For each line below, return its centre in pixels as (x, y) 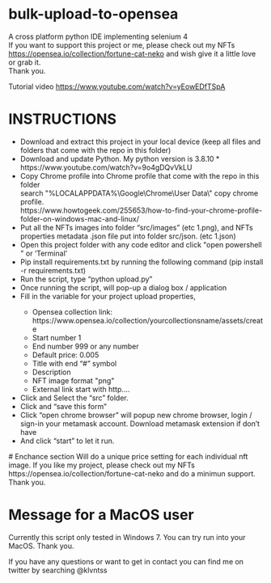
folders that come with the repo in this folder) (95, 150)
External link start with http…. (81, 389)
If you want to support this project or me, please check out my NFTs (122, 44)
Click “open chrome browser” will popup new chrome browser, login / (136, 415)
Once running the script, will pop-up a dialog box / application (123, 287)
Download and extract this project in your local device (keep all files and (140, 142)
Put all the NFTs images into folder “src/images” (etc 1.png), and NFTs (136, 227)
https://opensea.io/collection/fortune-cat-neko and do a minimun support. (132, 473)
